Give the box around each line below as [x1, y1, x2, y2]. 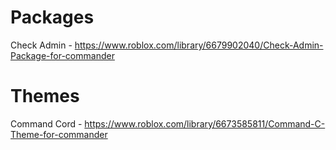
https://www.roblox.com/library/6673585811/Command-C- [84, 117, 326, 130]
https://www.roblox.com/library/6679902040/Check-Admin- [74, 39, 324, 51]
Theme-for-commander [10, 128, 108, 140]
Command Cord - [10, 117, 83, 130]
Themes [10, 85, 80, 108]
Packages [10, 6, 95, 29]
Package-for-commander [10, 49, 115, 61]
